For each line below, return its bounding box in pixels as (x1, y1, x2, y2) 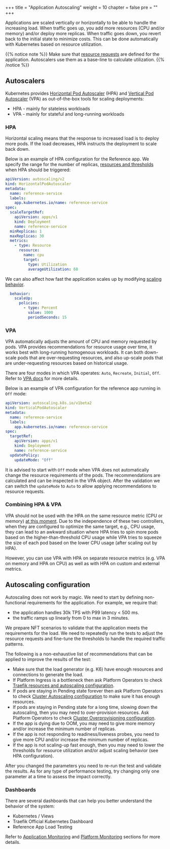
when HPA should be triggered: (5, 167, 71, 173)
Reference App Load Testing (12, 824, 73, 830)
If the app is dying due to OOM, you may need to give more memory (12, 720, 155, 726)
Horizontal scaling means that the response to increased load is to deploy (5, 135, 159, 142)
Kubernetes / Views (12, 813, 54, 819)
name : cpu (23, 252, 44, 258)
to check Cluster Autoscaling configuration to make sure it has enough (12, 693, 160, 699)
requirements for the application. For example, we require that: (27, 599, 158, 605)
